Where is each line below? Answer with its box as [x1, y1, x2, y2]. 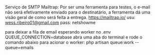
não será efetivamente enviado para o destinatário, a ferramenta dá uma [5, 9, 151, 15]
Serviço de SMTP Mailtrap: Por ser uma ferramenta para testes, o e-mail [5, 4, 150, 10]
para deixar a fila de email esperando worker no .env [5, 29, 111, 35]
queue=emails [5, 45, 34, 50]
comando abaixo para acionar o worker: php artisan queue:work [5, 39, 134, 45]
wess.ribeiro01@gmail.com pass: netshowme [5, 19, 96, 25]
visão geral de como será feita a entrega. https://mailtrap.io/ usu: [5, 15, 136, 20]
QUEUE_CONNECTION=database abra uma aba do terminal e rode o [5, 34, 143, 40]
